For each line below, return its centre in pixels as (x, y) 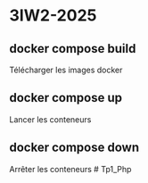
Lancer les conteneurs (50, 119)
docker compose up (66, 98)
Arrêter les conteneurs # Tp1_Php (70, 169)
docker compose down (74, 148)
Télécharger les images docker (66, 70)
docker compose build (73, 49)
